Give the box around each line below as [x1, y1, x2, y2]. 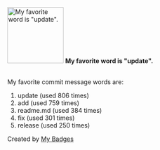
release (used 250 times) [17, 121, 90, 129]
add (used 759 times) [17, 99, 79, 107]
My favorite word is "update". [65, 57, 154, 65]
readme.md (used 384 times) [17, 107, 102, 114]
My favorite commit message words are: [7, 78, 124, 86]
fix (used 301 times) [17, 114, 75, 122]
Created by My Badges [7, 135, 74, 143]
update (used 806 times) [17, 91, 90, 100]
